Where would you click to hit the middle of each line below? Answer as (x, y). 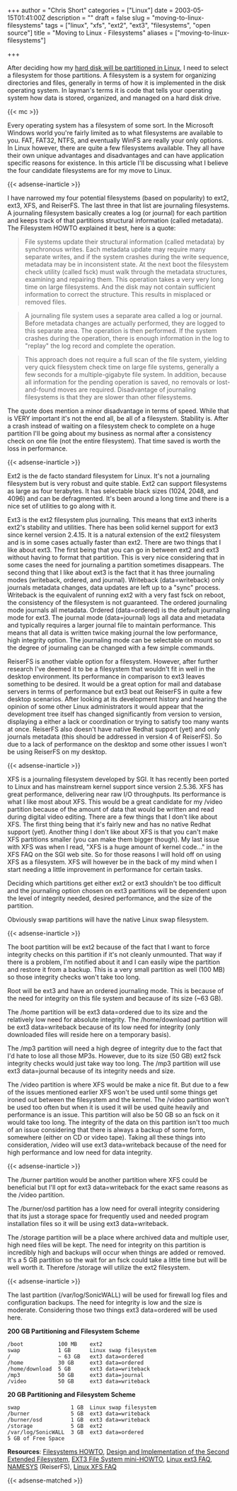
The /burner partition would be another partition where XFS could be (107, 1180)
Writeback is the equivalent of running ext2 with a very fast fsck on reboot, (116, 595)
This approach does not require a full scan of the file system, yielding (126, 359)
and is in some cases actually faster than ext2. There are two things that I (114, 542)
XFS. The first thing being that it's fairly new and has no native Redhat (109, 824)
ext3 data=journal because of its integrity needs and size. (91, 1071)
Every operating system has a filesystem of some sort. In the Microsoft (110, 125)
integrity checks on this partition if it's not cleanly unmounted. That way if (115, 954)
